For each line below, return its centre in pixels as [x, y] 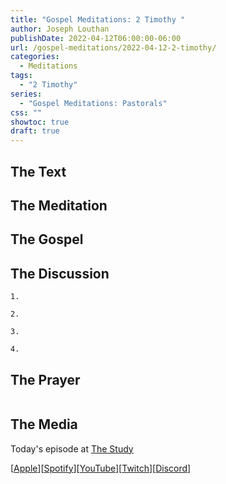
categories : [35, 57]
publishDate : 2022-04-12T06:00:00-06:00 [96, 38]
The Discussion [60, 273]
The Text [38, 171]
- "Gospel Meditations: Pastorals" [93, 103]
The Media [44, 424]
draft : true [35, 131]
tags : [21, 76]
